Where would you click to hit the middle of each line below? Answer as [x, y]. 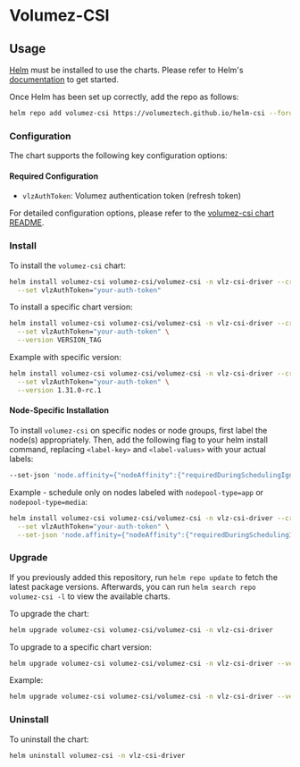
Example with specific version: [66, 358]
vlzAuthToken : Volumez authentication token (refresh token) [132, 196]
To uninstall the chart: [49, 739]
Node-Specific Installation [59, 410]
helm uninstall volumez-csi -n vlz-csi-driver [97, 755]
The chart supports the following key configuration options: [118, 156]
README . [27, 223]
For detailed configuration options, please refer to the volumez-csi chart [142, 213]
